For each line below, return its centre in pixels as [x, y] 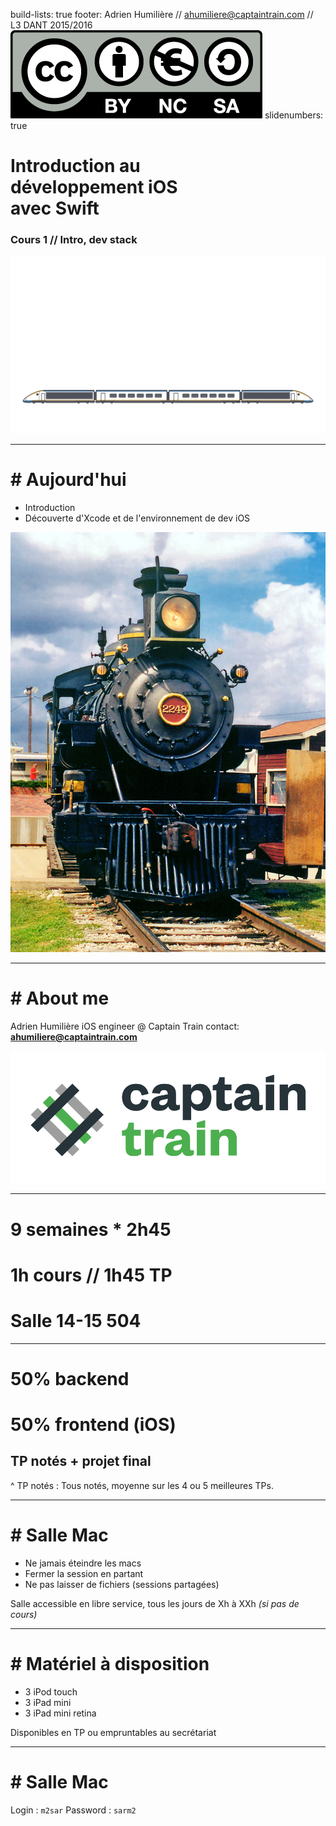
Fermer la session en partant [84, 1573]
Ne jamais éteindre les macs [83, 1563]
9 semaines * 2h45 [91, 1229]
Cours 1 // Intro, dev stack [74, 240]
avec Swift [55, 208]
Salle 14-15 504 [76, 1320]
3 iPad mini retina [60, 1713]
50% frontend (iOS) [93, 1425]
